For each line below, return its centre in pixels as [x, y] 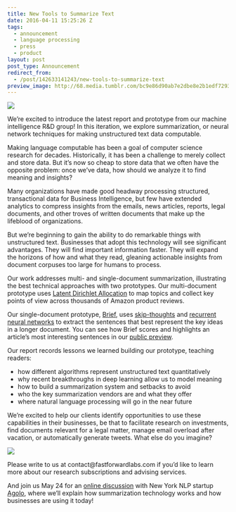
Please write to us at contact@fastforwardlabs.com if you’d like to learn [111, 465]
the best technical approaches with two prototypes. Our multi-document [112, 286]
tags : [15, 27]
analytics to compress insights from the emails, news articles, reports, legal [117, 206]
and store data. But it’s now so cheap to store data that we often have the [113, 163]
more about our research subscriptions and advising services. [97, 472]
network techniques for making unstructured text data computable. [104, 134]
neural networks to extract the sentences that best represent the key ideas [115, 322]
